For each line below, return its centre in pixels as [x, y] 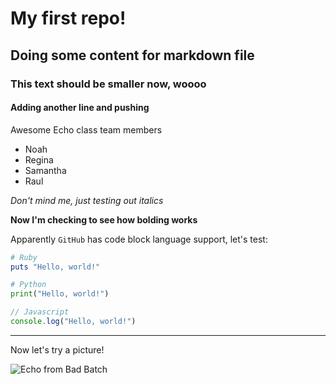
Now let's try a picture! [57, 349]
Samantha [45, 170]
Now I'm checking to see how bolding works [104, 219]
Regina [39, 159]
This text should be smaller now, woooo [108, 84]
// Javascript [40, 312]
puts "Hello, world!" [55, 267]
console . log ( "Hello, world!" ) [73, 322]
